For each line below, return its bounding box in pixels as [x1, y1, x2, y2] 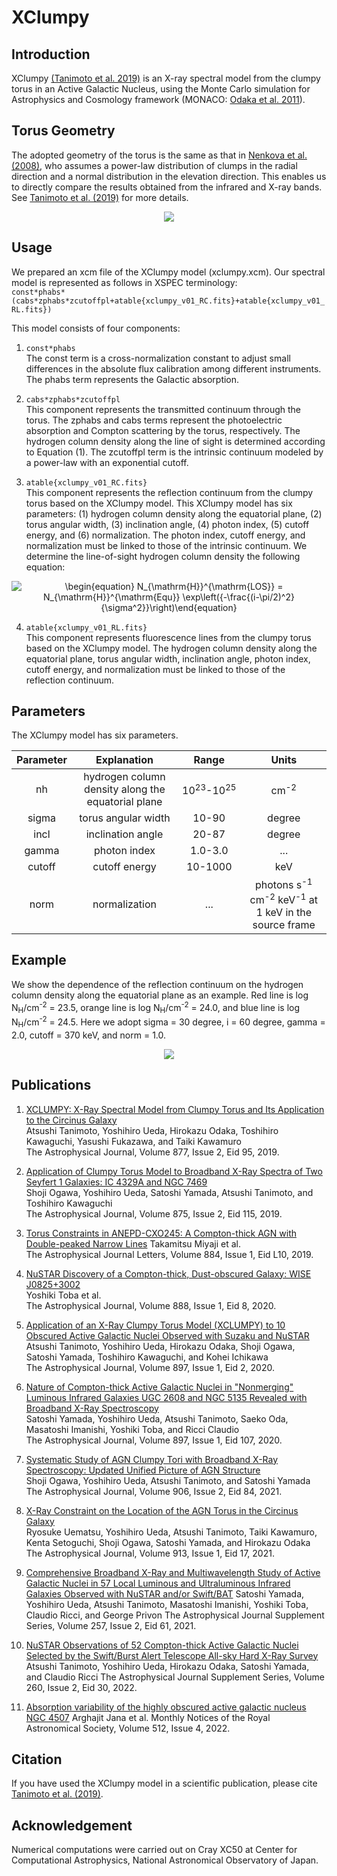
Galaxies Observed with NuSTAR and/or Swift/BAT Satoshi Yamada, [25, 1587, 305, 1600]
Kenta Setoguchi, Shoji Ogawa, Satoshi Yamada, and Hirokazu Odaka [25, 1536, 311, 1548]
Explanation [95, 753, 154, 767]
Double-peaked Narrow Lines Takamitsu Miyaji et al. [25, 1237, 241, 1250]
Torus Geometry [11, 122, 116, 140]
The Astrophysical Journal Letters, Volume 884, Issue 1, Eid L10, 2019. [25, 1248, 314, 1260]
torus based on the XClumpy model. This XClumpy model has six [25, 497, 293, 509]
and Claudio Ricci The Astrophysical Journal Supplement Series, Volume [25, 1671, 325, 1683]
